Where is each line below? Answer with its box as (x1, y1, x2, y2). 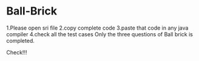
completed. (6, 37, 35, 44)
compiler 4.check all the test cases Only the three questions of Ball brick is (6, 30, 193, 37)
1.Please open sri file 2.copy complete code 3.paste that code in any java (6, 24, 189, 31)
